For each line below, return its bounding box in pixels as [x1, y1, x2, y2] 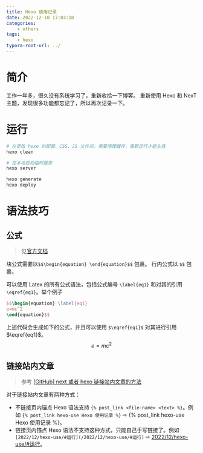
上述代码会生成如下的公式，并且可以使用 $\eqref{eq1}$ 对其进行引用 [6, 323, 177, 331]
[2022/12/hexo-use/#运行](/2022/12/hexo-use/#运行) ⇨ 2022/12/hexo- [14, 434, 188, 441]
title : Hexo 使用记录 [6, 8, 57, 15]
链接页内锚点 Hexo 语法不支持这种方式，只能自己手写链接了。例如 [14, 426, 179, 434]
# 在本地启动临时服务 [6, 160, 53, 166]
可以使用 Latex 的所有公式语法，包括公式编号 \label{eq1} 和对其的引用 [6, 281, 183, 288]
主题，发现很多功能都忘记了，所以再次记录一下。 [6, 99, 128, 107]
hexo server [6, 165, 36, 171]
